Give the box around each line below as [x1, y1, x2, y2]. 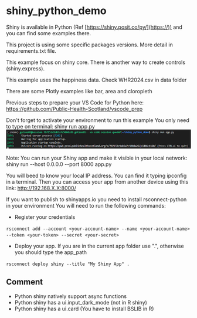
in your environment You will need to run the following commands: [6, 202, 166, 209]
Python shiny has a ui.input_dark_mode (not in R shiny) [14, 299, 148, 306]
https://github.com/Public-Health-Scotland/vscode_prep [6, 105, 143, 112]
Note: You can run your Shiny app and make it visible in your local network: [6, 154, 188, 161]
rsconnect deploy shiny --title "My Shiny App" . [6, 261, 130, 267]
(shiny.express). [6, 65, 45, 72]
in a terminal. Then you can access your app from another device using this [6, 178, 189, 185]
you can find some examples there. [6, 29, 91, 36]
